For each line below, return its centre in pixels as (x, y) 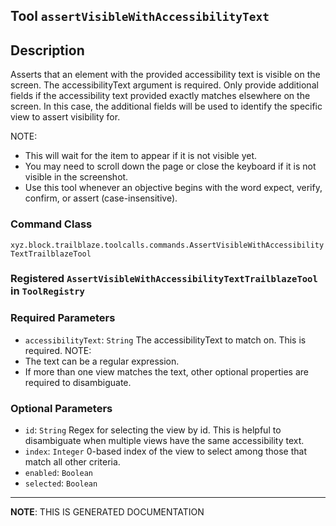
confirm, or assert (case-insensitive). (101, 198)
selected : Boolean (61, 483)
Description (47, 50)
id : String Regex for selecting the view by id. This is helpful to (153, 430)
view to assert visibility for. (65, 117)
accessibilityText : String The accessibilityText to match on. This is (165, 340)
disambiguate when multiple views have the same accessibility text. (164, 441)
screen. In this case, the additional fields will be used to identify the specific (166, 106)
